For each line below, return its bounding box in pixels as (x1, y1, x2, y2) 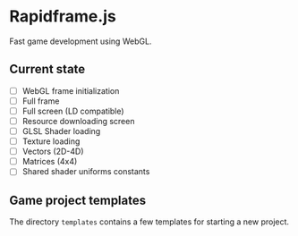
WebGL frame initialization (21, 85, 120, 96)
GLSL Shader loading (21, 126, 101, 136)
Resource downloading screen (21, 115, 135, 126)
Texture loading (21, 136, 81, 147)
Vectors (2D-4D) (21, 146, 84, 157)
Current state (9, 62, 86, 77)
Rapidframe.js (9, 6, 116, 27)
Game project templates (9, 192, 147, 207)
